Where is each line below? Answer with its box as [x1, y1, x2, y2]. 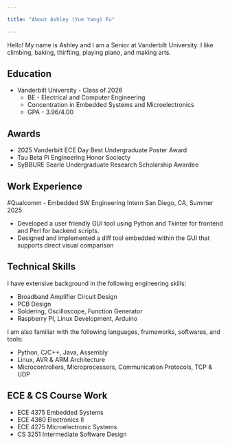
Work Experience [7, 180, 83, 192]
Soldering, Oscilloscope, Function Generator [16, 306, 143, 315]
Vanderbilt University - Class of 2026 [16, 86, 123, 95]
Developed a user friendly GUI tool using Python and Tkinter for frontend [16, 219, 223, 228]
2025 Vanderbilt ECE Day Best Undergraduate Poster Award [16, 146, 187, 154]
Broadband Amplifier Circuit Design [16, 292, 118, 300]
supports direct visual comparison [16, 241, 115, 250]
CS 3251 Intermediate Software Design [16, 430, 127, 438]
